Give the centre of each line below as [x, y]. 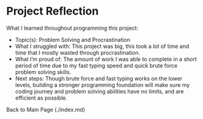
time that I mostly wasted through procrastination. [77, 52]
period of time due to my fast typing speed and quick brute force [96, 66]
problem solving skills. [43, 72]
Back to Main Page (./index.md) [46, 109]
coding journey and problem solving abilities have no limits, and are [99, 91]
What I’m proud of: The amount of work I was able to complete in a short [106, 59]
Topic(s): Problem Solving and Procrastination [73, 39]
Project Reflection [53, 11]
